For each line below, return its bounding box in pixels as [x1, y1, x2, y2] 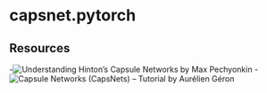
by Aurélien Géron [168, 74, 235, 84]
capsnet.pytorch [9, 5, 137, 26]
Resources [9, 41, 71, 56]
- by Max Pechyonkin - [9, 64, 259, 74]
